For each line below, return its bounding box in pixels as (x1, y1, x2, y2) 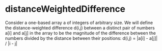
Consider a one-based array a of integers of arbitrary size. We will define (5, 20, 153, 25)
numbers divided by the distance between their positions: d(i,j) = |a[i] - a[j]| (5, 35, 158, 41)
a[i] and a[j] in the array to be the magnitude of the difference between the (5, 30, 156, 36)
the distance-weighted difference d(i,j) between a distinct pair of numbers (5, 25, 155, 30)
